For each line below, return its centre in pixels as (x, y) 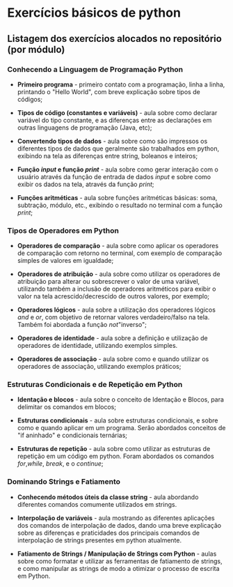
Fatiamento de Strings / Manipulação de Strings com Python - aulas (117, 554)
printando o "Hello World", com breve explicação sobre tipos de (109, 91)
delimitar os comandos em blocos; (67, 407)
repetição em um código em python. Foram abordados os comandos (115, 456)
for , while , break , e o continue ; (60, 464)
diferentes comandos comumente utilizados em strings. (97, 504)
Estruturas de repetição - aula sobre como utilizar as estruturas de (114, 449)
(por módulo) (36, 49)
